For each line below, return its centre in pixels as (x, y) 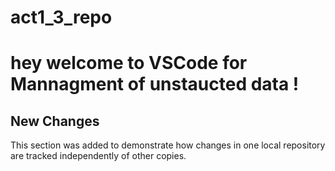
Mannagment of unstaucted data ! (155, 84)
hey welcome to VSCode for (129, 63)
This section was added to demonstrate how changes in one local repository (168, 145)
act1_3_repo (61, 17)
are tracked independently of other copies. (98, 156)
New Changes (55, 121)
